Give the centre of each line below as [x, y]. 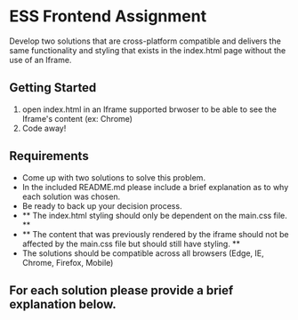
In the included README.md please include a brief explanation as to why [155, 187]
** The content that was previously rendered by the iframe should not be [155, 234]
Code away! [44, 128]
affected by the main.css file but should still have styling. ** [131, 244]
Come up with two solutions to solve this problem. [114, 177]
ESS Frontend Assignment [108, 16]
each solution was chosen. [71, 196]
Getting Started [53, 88]
